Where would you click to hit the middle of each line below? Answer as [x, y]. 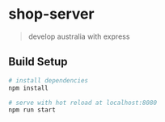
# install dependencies [49, 80]
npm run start [32, 110]
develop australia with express [79, 36]
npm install [28, 88]
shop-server [51, 14]
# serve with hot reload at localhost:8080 [83, 103]
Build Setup [38, 62]
